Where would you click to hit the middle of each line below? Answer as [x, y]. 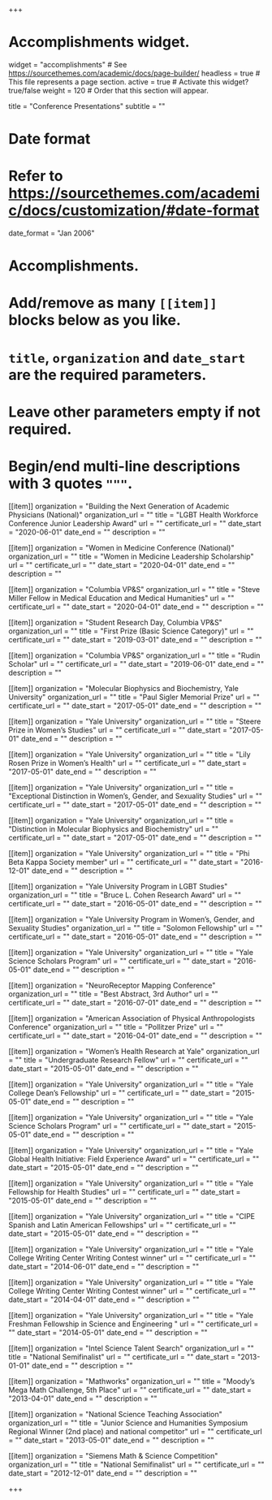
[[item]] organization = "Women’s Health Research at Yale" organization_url [134, 1051]
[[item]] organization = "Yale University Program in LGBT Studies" [118, 886]
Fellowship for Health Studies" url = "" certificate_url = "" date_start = [125, 1191]
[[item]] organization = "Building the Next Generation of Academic [119, 506]
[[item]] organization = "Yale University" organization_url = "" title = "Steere [135, 721]
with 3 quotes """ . [71, 483]
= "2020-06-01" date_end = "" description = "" [87, 532]
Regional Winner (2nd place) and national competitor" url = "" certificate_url [135, 1431]
